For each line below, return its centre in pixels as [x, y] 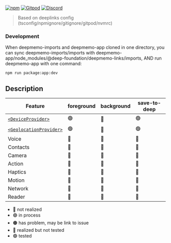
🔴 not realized [27, 209]
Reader [17, 197]
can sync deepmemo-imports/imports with [50, 53]
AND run [153, 58]
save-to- [149, 103]
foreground [81, 106]
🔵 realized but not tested [38, 230]
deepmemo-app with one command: [44, 64]
